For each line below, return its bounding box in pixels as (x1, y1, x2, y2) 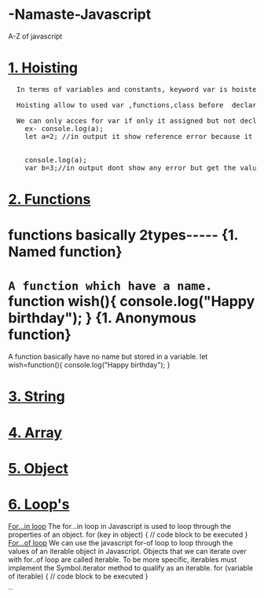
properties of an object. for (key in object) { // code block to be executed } (8, 530, 248, 539)
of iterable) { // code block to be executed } (8, 571, 148, 581)
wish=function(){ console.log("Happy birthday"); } (8, 360, 170, 370)
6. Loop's (8, 495, 70, 513)
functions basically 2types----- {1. (8, 226, 238, 244)
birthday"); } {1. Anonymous (8, 309, 196, 327)
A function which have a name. (8, 279, 213, 294)
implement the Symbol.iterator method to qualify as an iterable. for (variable (8, 563, 254, 572)
